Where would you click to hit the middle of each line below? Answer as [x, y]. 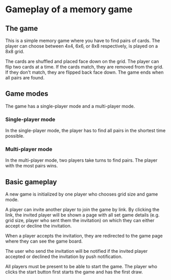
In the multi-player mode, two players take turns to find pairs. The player [81, 160]
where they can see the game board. [44, 241]
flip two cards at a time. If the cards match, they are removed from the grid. [84, 67]
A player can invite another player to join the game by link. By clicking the [82, 210]
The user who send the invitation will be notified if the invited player [77, 251]
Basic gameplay [31, 182]
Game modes [27, 94]
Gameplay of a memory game [69, 9]
